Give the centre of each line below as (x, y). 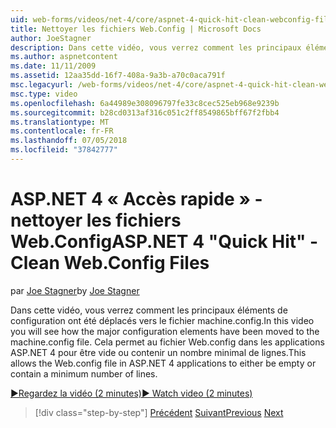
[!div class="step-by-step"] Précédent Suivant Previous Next (159, 412)
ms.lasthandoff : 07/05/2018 (69, 141)
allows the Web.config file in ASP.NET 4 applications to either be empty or (163, 363)
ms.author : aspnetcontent (64, 57)
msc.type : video (44, 94)
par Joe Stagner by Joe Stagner (75, 290)
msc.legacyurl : (42, 85)
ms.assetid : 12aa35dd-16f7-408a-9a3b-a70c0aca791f (118, 76)
